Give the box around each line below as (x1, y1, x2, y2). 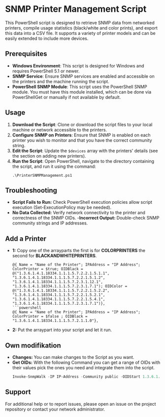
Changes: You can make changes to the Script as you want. (12, 354, 134, 360)
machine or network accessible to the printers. (12, 127, 107, 132)
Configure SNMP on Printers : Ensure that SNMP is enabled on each (12, 132, 151, 138)
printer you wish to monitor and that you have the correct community (12, 137, 152, 143)
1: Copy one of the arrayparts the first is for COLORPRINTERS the (12, 248, 145, 254)
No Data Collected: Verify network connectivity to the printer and (12, 210, 145, 216)
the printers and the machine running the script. (12, 78, 109, 84)
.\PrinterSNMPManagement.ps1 (12, 173, 72, 178)
